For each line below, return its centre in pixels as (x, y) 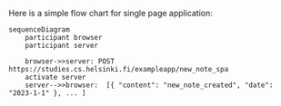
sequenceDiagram (39, 30)
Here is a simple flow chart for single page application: (110, 13)
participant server (62, 45)
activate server (56, 77)
